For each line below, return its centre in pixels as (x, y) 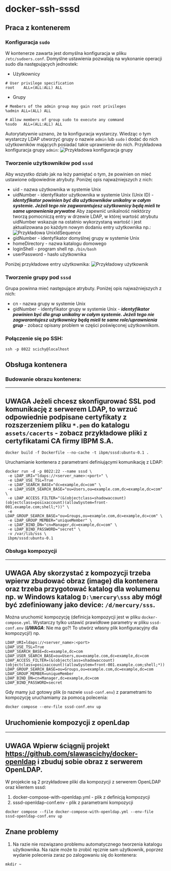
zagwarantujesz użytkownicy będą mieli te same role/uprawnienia (85, 320)
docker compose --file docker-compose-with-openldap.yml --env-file (79, 812)
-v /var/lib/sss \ (27, 534)
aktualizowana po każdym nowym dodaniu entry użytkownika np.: (82, 228)
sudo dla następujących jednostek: (42, 64)
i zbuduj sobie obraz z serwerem (90, 762)
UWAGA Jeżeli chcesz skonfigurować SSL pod (80, 401)
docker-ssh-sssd (42, 9)
